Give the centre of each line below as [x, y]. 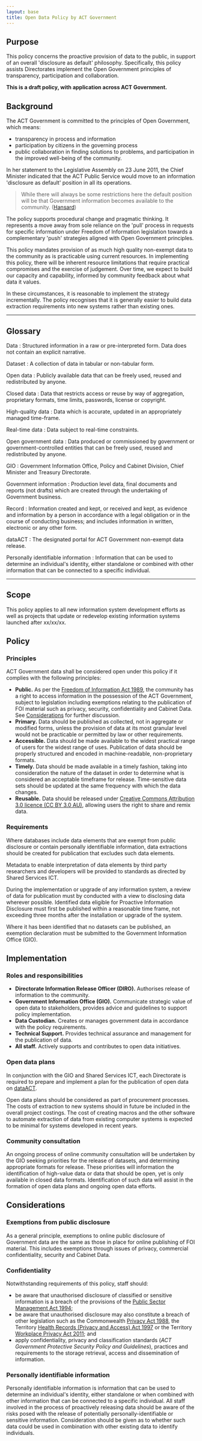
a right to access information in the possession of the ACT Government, [104, 696]
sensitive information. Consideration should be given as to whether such [96, 1420]
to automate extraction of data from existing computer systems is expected [99, 1119]
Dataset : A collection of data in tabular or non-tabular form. [80, 363]
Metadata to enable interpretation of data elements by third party [87, 865]
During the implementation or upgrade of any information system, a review [99, 889]
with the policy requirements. [51, 1027]
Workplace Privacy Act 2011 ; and [56, 1334]
